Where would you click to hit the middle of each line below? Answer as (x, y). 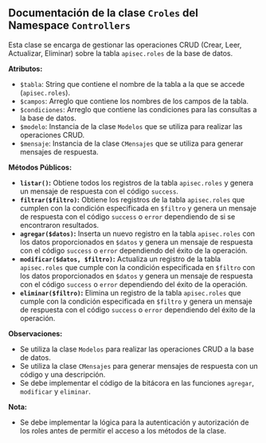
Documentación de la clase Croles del (104, 13)
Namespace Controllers (70, 26)
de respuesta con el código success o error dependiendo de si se (127, 216)
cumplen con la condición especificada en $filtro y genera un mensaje (138, 208)
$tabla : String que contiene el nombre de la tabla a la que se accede (132, 84)
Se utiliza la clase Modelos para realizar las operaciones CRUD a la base (137, 349)
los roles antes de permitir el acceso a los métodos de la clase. (123, 430)
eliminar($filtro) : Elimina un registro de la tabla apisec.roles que (130, 292)
